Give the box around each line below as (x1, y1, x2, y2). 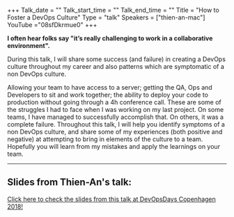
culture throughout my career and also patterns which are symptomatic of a (7, 63, 225, 70)
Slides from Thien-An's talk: (7, 177, 132, 188)
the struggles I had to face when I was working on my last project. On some (7, 106, 224, 113)
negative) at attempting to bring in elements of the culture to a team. (7, 135, 203, 143)
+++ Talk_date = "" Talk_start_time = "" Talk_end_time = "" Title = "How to (7, 6, 219, 14)
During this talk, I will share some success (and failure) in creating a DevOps (7, 55, 226, 63)
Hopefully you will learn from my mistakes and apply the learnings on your (7, 143, 221, 150)
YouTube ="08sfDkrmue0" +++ (7, 21, 97, 29)
